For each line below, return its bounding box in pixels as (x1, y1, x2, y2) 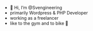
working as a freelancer (9, 15, 59, 21)
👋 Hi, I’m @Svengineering (9, 5, 62, 10)
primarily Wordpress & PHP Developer (9, 10, 88, 16)
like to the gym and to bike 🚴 (9, 20, 69, 26)
